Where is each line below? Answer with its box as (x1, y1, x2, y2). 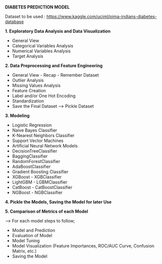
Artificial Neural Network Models (12, 143, 78, 148)
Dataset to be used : (5, 14, 46, 19)
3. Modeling (5, 113, 30, 119)
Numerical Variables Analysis (12, 48, 71, 54)
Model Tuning (12, 238, 40, 244)
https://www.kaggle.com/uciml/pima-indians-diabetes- (46, 14, 157, 19)
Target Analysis (12, 53, 44, 59)
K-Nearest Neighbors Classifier (12, 133, 75, 138)
